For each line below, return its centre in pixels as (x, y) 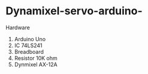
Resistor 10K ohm (36, 58)
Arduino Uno (30, 39)
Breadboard (29, 51)
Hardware (18, 27)
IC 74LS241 (28, 45)
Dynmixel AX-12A (36, 64)
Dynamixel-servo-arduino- (74, 11)
